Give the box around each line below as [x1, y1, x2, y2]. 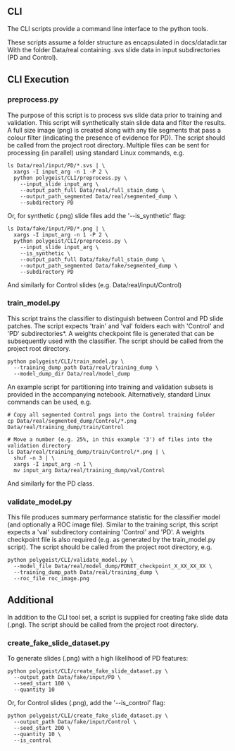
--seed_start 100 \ [13, 680, 71, 687]
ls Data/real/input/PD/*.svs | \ [7, 162, 106, 169]
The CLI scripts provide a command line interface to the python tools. [7, 24, 209, 32]
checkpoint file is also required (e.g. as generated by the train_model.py [7, 536, 216, 544]
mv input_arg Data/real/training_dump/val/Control [13, 467, 165, 474]
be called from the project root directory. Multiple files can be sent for [7, 140, 210, 149]
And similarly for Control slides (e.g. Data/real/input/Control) [7, 280, 182, 289]
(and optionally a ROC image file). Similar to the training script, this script [7, 520, 218, 529]
